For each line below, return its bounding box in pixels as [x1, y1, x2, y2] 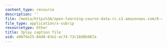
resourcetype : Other [5, 25, 48, 30]
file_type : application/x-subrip [5, 21, 75, 26]
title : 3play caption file [5, 30, 61, 35]
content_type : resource [5, 7, 55, 12]
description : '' [5, 12, 39, 17]
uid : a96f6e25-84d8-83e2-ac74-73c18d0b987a [5, 35, 97, 40]
